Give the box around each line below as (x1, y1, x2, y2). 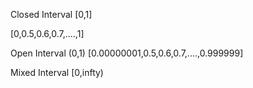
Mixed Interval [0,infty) (10, 67, 104, 78)
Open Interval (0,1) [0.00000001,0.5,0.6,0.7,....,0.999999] (10, 47, 244, 59)
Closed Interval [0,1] (10, 9, 93, 20)
